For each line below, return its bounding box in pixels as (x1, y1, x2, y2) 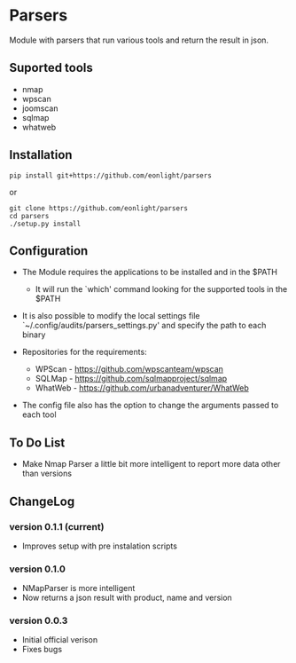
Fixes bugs (21, 644, 63, 655)
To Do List (9, 435, 66, 450)
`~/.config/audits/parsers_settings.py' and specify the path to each (21, 320, 267, 331)
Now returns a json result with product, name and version (21, 592, 232, 604)
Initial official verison (21, 635, 98, 645)
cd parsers (9, 211, 50, 220)
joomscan (21, 103, 58, 114)
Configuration (9, 243, 89, 258)
